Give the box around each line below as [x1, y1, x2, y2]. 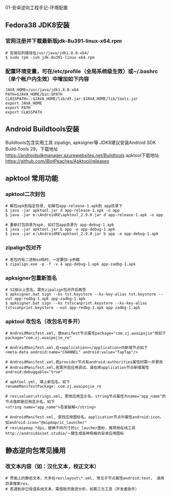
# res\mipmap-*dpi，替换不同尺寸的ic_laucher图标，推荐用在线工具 [5, 425, 136, 431]
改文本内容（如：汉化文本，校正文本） [5, 463, 100, 470]
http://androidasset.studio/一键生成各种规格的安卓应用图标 [5, 431, 124, 436]
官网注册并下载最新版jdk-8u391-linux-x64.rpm [5, 37, 123, 45]
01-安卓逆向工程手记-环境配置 [5, 5, 68, 10]
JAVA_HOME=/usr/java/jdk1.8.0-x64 [5, 87, 79, 92]
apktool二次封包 [5, 191, 46, 198]
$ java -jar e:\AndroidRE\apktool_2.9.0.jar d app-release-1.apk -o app [5, 212, 163, 218]
